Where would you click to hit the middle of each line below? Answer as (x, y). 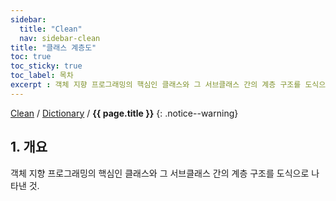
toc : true (31, 57)
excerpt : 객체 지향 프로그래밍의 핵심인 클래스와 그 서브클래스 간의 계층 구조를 (156, 85)
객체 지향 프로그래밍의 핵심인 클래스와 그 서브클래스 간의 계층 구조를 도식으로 (160, 173)
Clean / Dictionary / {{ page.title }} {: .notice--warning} (124, 113)
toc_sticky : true (46, 66)
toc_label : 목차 (42, 76)
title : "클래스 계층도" (53, 47)
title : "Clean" (51, 29)
